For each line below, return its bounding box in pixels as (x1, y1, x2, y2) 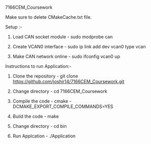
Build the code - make (12, 114, 59, 119)
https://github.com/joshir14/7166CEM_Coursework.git (12, 79, 125, 84)
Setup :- (5, 24, 22, 30)
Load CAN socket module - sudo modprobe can (12, 34, 113, 40)
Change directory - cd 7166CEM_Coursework (12, 88, 107, 94)
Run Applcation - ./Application (12, 133, 76, 139)
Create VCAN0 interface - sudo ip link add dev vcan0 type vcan (12, 44, 146, 50)
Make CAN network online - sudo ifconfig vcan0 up (12, 53, 120, 59)
